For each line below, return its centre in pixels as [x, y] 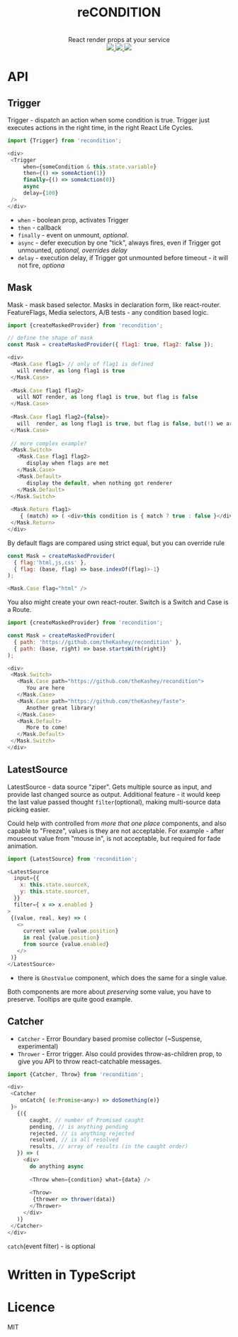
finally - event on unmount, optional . [73, 235]
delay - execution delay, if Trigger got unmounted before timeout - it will [123, 257]
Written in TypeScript [72, 1275]
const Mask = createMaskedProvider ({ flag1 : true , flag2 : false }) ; [110, 345]
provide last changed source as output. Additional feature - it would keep [114, 794]
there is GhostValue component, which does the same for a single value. [123, 977]
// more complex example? [49, 444]
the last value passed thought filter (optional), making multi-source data [114, 802]
